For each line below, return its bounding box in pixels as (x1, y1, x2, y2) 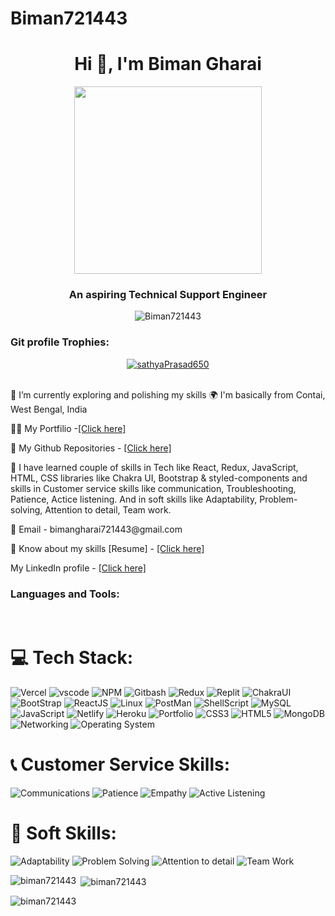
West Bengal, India (10, 403, 88, 415)
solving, (10, 503, 43, 516)
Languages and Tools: (10, 587, 120, 601)
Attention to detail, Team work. (44, 503, 172, 516)
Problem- (259, 493, 298, 505)
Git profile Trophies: (10, 335, 110, 349)
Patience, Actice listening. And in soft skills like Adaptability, (10, 493, 258, 505)
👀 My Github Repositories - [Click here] (10, 442, 172, 454)
